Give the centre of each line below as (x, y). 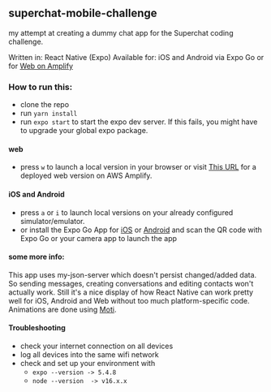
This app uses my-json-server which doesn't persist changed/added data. (133, 274)
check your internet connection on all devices (97, 346)
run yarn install (49, 114)
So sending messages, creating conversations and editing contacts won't (131, 283)
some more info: (37, 257)
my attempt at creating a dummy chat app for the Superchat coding (121, 32)
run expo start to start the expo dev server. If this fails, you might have (139, 122)
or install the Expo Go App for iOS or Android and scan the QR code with (141, 230)
